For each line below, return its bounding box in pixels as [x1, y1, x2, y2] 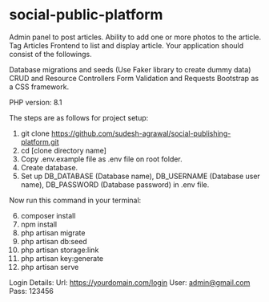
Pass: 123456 [9, 286, 54, 296]
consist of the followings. [9, 49, 93, 59]
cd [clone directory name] [20, 145, 107, 155]
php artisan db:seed [20, 236, 87, 246]
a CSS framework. [9, 82, 70, 92]
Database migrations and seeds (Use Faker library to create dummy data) [9, 64, 251, 74]
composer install [20, 210, 76, 220]
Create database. [20, 162, 78, 172]
